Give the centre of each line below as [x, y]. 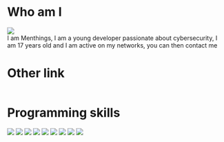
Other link [36, 73]
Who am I [34, 12]
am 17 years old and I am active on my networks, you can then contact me [112, 45]
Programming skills [64, 113]
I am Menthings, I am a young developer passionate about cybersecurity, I [112, 38]
